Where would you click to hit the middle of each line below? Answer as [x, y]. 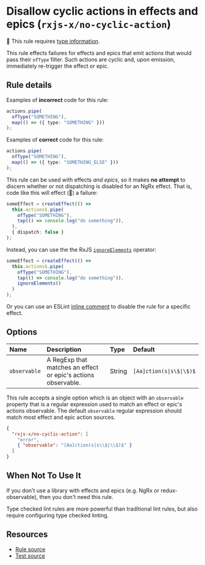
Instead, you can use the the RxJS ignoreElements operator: [81, 249]
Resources [27, 535]
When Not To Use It [44, 476]
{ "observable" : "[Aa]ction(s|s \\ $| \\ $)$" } [75, 445]
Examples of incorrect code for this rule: [57, 100]
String [118, 371]
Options [22, 332]
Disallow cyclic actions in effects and [102, 11]
